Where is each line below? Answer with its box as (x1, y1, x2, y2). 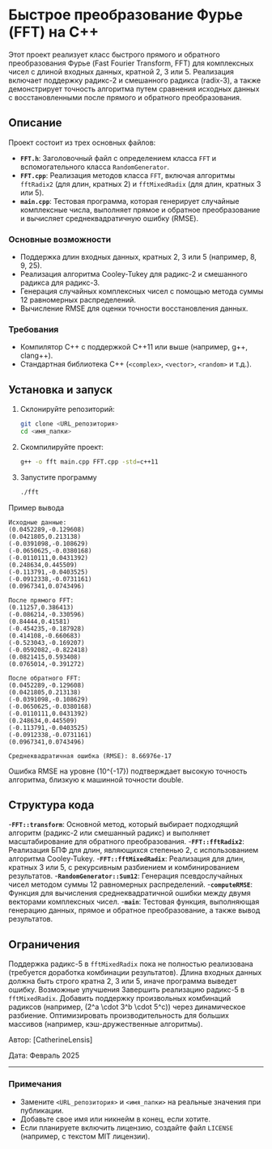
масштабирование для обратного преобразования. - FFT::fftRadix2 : (8, 837, 244, 846)
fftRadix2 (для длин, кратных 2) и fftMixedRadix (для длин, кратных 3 (19, 179, 261, 189)
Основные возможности (8, 233, 112, 244)
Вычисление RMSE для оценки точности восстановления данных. (19, 303, 249, 313)
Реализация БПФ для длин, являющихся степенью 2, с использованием (8, 846, 259, 855)
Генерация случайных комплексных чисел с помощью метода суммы (19, 286, 264, 296)
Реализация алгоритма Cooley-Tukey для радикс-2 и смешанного (19, 269, 249, 279)
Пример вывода (8, 502, 65, 512)
